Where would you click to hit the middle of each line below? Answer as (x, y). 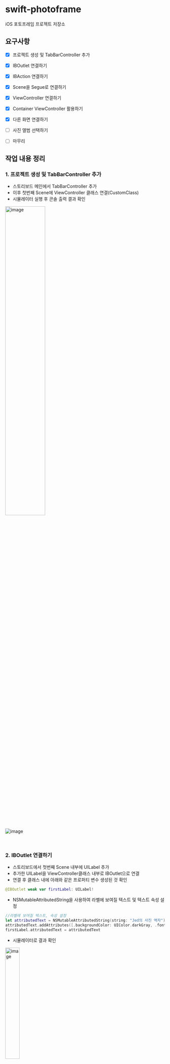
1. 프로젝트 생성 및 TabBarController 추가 (53, 174)
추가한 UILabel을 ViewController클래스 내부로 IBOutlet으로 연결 (76, 873)
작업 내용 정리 (25, 158)
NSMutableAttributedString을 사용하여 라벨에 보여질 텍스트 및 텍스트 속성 (86, 900)
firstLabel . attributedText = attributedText (53, 930)
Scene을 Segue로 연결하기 (39, 87)
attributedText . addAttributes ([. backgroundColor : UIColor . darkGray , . (81, 925)
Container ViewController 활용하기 (48, 109)
